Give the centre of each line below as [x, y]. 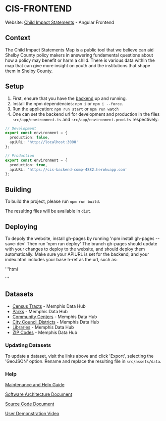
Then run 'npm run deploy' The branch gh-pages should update [92, 243]
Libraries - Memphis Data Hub [43, 327]
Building [18, 189]
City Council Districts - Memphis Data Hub [55, 322]
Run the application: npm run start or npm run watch [65, 109]
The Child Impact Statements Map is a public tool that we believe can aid [79, 49]
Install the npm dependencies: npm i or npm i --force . [68, 103]
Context [18, 38]
